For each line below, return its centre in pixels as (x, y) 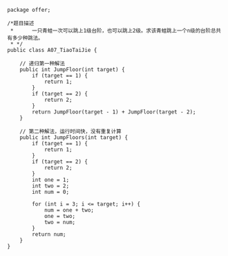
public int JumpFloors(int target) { (74, 138)
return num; (49, 235)
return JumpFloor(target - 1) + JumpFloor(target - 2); (114, 112)
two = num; (60, 222)
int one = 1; (51, 180)
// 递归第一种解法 (42, 64)
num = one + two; (69, 210)
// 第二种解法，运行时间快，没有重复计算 (71, 131)
